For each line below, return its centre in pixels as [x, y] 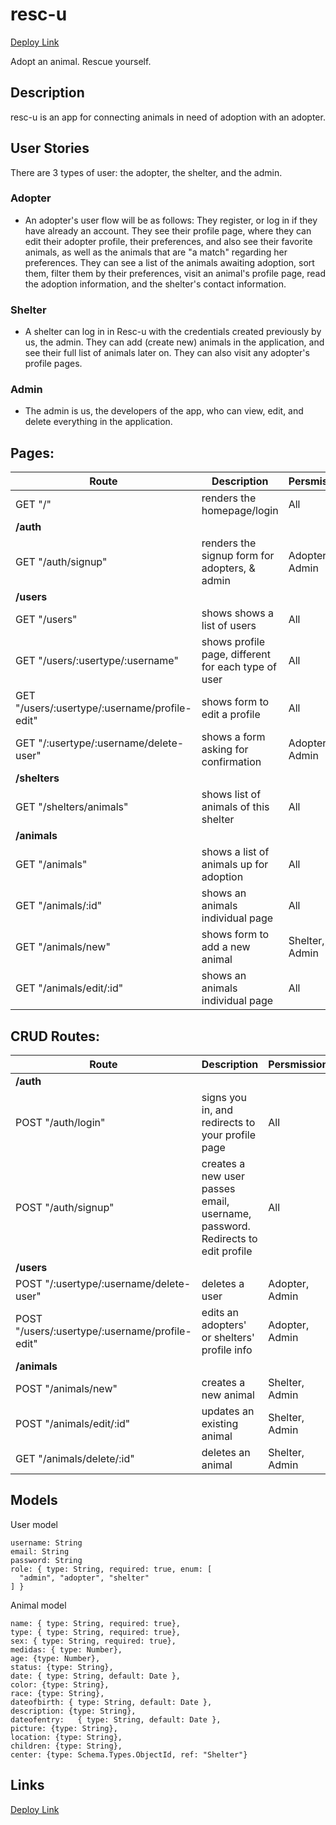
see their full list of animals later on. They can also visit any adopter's [167, 353]
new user [223, 1176]
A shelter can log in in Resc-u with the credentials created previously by [173, 332]
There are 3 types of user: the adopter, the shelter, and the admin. [146, 172]
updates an [228, 1411]
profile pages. [53, 364]
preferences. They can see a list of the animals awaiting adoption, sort [169, 262]
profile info [227, 1350]
